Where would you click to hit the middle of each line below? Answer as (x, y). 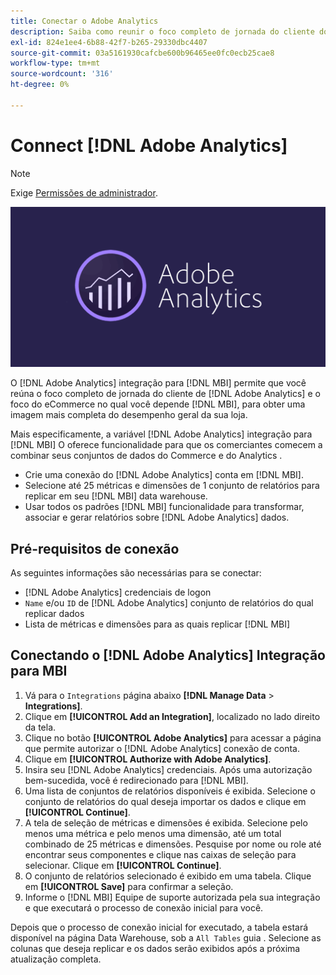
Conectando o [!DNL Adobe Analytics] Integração (168, 655)
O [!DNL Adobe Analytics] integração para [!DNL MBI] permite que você (158, 383)
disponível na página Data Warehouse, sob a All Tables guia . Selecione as (166, 937)
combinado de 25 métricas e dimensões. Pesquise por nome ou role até (173, 844)
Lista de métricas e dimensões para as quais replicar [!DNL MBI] (157, 624)
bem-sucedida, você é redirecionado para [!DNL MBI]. (136, 780)
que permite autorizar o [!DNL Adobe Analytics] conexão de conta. (162, 748)
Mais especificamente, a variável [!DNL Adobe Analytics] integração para (161, 434)
